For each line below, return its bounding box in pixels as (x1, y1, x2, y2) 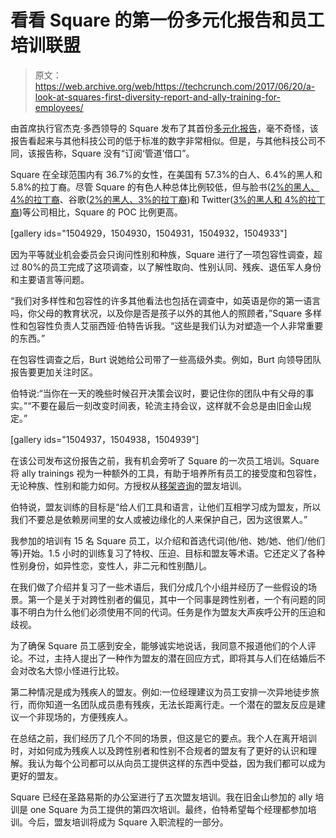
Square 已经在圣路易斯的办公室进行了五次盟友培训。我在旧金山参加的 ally (10, 791, 313, 803)
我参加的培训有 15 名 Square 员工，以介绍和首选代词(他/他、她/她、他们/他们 (10, 534, 325, 546)
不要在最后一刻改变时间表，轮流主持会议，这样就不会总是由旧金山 (31, 399, 303, 411)
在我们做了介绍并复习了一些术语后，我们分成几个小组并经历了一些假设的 (10, 581, 308, 593)
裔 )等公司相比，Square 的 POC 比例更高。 (10, 206, 183, 218)
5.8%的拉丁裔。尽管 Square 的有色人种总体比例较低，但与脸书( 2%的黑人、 (10, 181, 320, 193)
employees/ (34, 101, 84, 113)
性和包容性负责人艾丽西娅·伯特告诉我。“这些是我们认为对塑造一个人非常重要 (10, 319, 324, 331)
